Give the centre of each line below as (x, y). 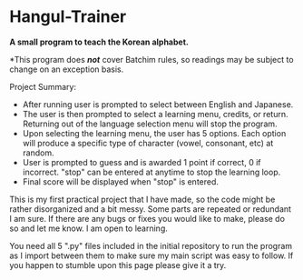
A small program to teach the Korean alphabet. (99, 42)
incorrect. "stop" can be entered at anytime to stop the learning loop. (151, 172)
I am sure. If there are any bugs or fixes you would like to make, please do (147, 218)
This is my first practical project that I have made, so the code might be (142, 199)
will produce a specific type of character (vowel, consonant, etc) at (148, 143)
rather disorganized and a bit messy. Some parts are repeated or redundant (151, 209)
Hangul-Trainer (68, 17)
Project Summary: (43, 86)
